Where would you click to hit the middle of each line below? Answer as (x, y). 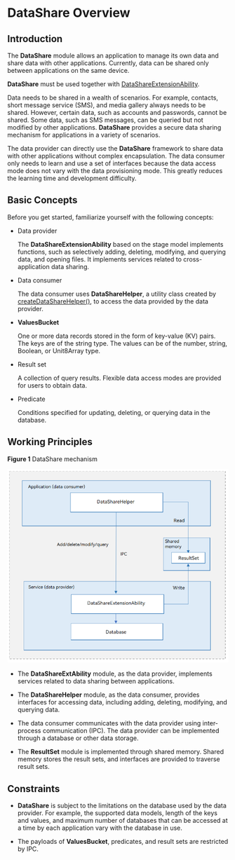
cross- (193, 259)
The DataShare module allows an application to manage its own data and (113, 55)
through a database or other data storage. (78, 738)
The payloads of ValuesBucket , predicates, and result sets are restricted (123, 842)
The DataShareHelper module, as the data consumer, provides (108, 695)
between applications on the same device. (68, 70)
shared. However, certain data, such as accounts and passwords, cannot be (117, 112)
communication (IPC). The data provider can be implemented (131, 731)
